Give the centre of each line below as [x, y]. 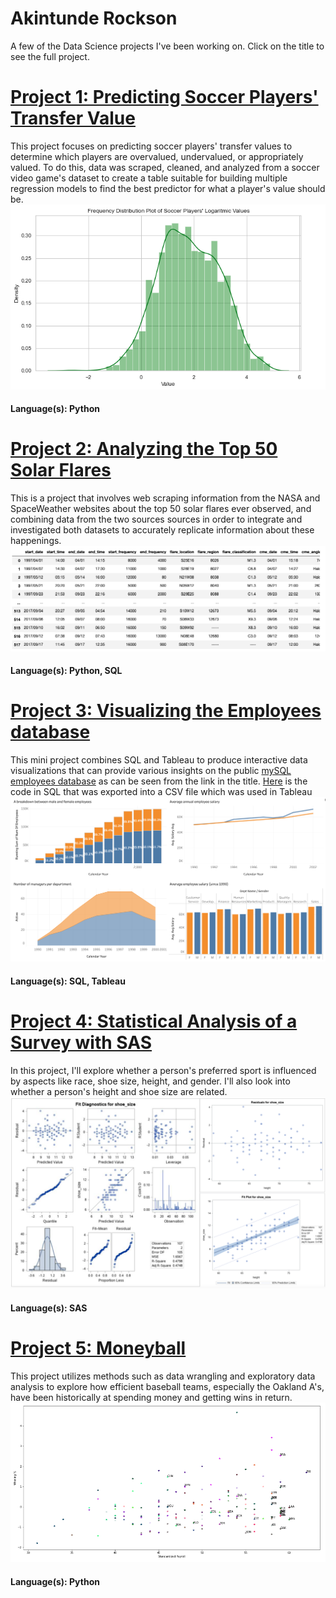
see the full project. [50, 56]
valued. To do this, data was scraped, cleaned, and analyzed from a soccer [165, 167]
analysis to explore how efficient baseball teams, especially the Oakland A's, [167, 1386]
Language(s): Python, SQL [66, 671]
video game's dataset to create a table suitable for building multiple [149, 178]
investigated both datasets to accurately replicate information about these [162, 530]
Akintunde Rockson [94, 18]
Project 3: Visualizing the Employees [166, 711]
